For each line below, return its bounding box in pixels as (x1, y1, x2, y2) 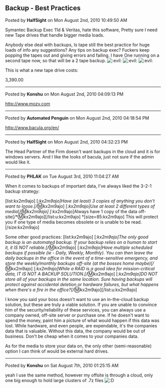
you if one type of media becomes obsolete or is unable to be (5, 219, 130, 225)
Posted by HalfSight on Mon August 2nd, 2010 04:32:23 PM (5, 139, 128, 145)
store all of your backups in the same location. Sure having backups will (5, 276, 153, 282)
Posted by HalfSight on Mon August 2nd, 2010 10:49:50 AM (5, 17, 127, 23)
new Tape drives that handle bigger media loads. (5, 32, 105, 38)
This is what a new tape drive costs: (5, 67, 79, 73)
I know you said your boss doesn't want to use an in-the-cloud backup (5, 296, 149, 302)
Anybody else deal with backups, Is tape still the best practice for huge (5, 42, 150, 48)
